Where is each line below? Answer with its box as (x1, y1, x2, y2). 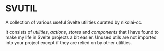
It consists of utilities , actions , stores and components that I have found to (5, 29, 159, 35)
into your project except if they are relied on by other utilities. (5, 39, 132, 45)
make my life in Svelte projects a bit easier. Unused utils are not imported (5, 34, 157, 40)
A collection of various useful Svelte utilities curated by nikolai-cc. (5, 19, 143, 25)
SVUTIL (5, 3, 38, 14)
